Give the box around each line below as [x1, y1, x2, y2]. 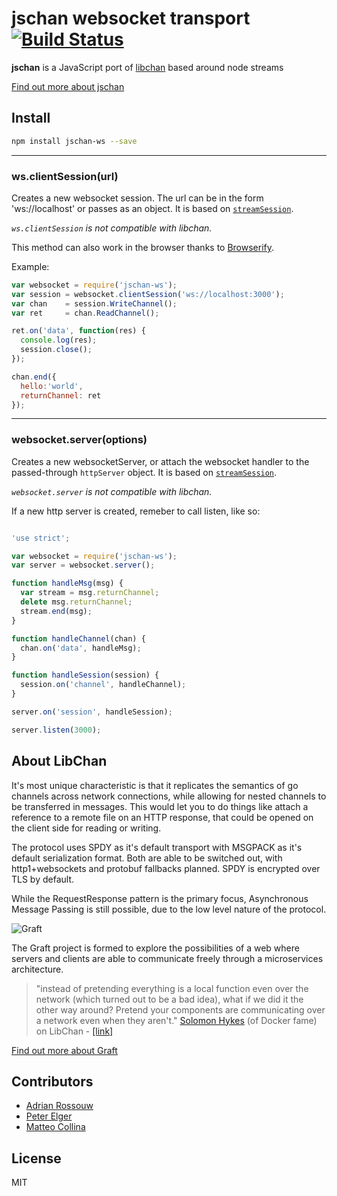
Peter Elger [25, 1110, 73, 1122]
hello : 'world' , [20, 381, 84, 391]
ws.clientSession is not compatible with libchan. [11, 222, 213, 234]
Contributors [11, 1073, 94, 1090]
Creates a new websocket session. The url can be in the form [11, 192, 264, 204]
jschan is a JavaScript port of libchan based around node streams [11, 61, 284, 73]
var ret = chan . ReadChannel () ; [11, 308, 160, 318]
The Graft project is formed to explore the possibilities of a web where [11, 942, 300, 954]
